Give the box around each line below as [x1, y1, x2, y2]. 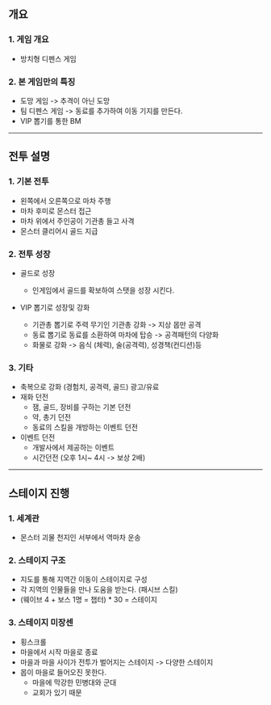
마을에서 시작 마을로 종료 [19, 647, 98, 656]
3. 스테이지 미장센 [8, 617, 74, 628]
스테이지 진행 [8, 486, 70, 500]
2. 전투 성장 [8, 248, 51, 260]
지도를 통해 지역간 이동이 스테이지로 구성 [19, 575, 148, 585]
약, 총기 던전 [31, 412, 71, 422]
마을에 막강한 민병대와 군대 [31, 678, 117, 687]
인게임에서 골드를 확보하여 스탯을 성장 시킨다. [31, 285, 175, 295]
